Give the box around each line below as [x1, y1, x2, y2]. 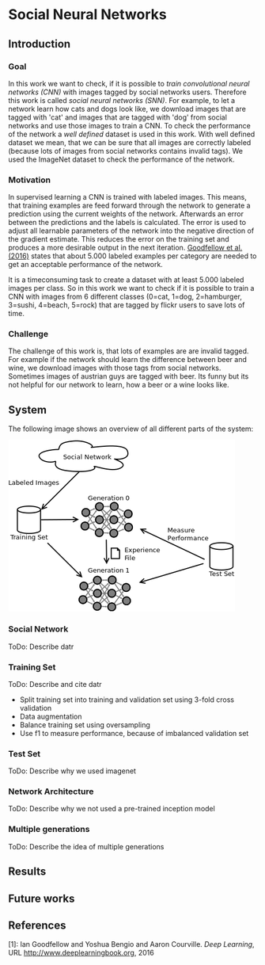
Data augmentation [19, 711, 82, 721]
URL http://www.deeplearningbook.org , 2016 [8, 948, 154, 958]
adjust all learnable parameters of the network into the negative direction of [8, 226, 255, 235]
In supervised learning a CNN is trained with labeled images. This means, [8, 193, 247, 202]
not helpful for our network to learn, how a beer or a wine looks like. [8, 380, 229, 390]
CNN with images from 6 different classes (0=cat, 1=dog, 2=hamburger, [8, 292, 243, 302]
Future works [8, 891, 75, 905]
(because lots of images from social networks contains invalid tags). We [8, 146, 244, 155]
